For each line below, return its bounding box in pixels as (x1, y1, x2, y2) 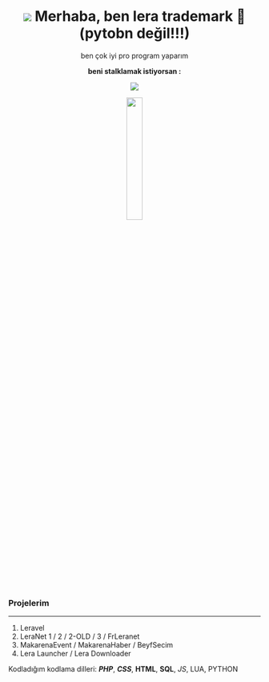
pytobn (78, 24, 134, 43)
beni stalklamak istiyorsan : (87, 66, 182, 75)
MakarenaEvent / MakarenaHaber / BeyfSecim (19, 640, 174, 650)
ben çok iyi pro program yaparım (80, 51, 189, 60)
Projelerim (8, 597, 50, 608)
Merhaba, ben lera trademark (34, 7, 234, 26)
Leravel (19, 623, 45, 633)
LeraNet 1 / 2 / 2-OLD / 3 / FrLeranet (19, 631, 140, 641)
